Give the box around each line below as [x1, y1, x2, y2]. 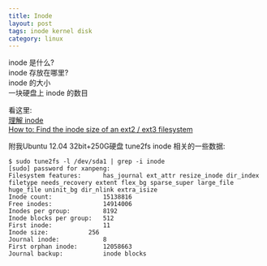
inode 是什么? [8, 58, 54, 67]
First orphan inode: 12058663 [8, 242, 132, 251]
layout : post [8, 19, 53, 28]
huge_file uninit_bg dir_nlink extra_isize [8, 186, 158, 195]
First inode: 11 [8, 221, 111, 230]
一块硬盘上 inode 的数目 [8, 88, 88, 98]
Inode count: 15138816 [8, 193, 132, 201]
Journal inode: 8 [8, 236, 107, 244]
